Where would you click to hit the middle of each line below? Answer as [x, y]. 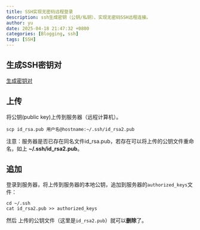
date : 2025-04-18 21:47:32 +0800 [48, 28]
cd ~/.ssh [19, 204]
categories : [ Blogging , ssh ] [42, 34]
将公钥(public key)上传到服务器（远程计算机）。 [64, 116]
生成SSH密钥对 [34, 65]
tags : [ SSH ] [21, 39]
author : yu [20, 23]
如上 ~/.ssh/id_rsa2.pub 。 [50, 148]
